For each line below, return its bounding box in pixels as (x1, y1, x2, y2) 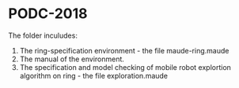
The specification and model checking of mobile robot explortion (19, 62, 232, 71)
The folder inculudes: (8, 31, 78, 40)
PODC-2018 (8, 5, 88, 23)
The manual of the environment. (19, 54, 125, 64)
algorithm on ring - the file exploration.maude (19, 71, 169, 80)
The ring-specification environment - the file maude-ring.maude (19, 46, 230, 55)
